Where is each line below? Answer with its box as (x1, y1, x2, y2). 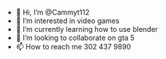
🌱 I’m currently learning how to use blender (15, 25, 158, 33)
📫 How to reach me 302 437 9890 (15, 42, 132, 51)
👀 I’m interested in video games (15, 16, 120, 26)
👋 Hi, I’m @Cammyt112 (15, 8, 90, 17)
